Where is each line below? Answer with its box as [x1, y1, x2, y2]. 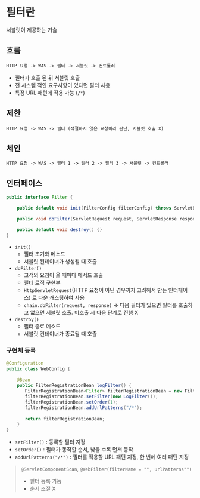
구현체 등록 [6, 346, 36, 355]
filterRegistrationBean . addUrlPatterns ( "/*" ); [24, 404, 143, 411]
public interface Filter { [6, 195, 73, 201]
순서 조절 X [29, 485, 56, 493]
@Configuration [6, 360, 44, 366]
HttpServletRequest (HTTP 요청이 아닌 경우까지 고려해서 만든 [23, 286, 167, 293]
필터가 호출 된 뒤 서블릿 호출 [14, 74, 80, 81]
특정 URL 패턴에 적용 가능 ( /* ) [14, 89, 85, 96]
